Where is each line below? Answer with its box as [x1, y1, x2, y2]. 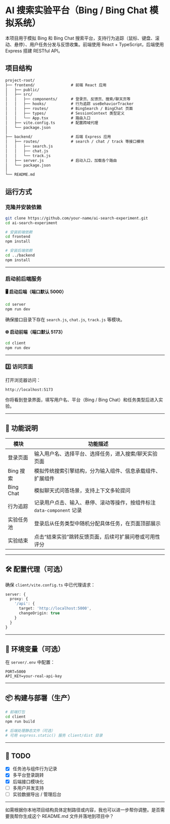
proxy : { [10, 596, 28, 601]
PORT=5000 [5, 669, 26, 674]
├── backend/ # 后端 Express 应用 [5, 134, 111, 139]
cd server [5, 302, 26, 307]
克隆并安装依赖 [5, 204, 42, 211]
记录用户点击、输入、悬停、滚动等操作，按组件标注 [34, 499, 156, 506]
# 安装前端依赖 [5, 229, 33, 235]
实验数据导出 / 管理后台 [12, 791, 62, 797]
